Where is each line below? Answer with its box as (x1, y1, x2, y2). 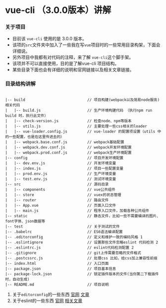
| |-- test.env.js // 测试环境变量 (5, 176, 116, 181)
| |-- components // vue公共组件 (5, 187, 115, 192)
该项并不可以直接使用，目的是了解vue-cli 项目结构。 (12, 61, 119, 67)
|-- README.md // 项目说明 (5, 282, 109, 287)
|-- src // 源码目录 (5, 182, 109, 187)
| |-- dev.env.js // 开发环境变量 (5, 160, 116, 165)
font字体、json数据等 (5, 219, 46, 224)
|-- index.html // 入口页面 (5, 261, 109, 266)
